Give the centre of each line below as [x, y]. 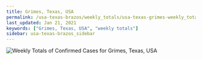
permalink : [20, 17]
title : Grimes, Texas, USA [40, 12]
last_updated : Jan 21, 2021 [41, 23]
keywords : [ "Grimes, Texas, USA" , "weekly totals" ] [72, 28]
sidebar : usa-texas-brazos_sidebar [51, 34]
